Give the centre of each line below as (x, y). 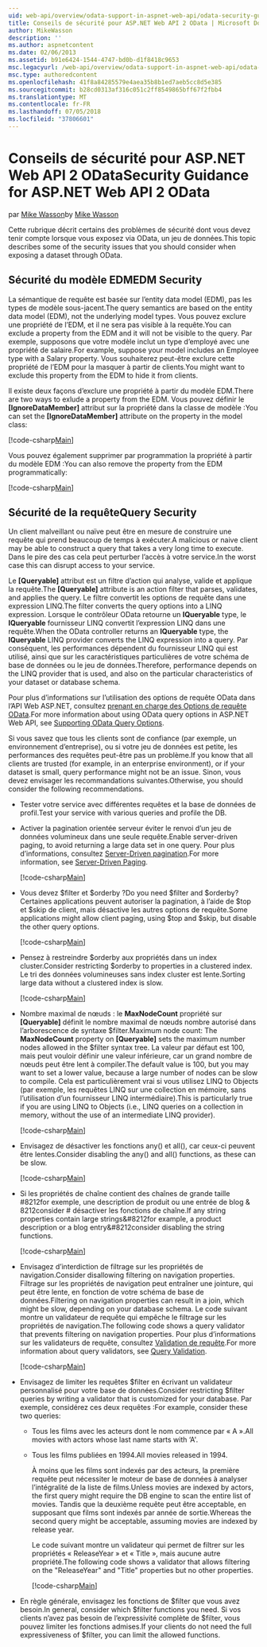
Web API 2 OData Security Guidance (129, 175)
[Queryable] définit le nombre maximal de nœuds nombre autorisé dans (138, 1022)
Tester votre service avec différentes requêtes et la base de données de (138, 805)
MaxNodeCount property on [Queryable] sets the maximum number (132, 1039)
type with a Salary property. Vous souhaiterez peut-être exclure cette (122, 358)
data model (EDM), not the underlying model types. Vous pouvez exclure (127, 316)
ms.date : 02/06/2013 (43, 52)
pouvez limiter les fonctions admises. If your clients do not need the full (135, 1626)
